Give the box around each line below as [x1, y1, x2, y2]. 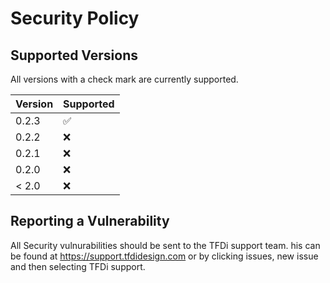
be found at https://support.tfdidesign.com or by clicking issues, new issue [10, 250, 319, 262]
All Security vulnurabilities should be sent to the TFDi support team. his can [10, 239, 321, 251]
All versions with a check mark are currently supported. [10, 73, 239, 85]
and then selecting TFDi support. [10, 260, 146, 272]
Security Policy [10, 7, 140, 30]
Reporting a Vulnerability [10, 213, 170, 230]
